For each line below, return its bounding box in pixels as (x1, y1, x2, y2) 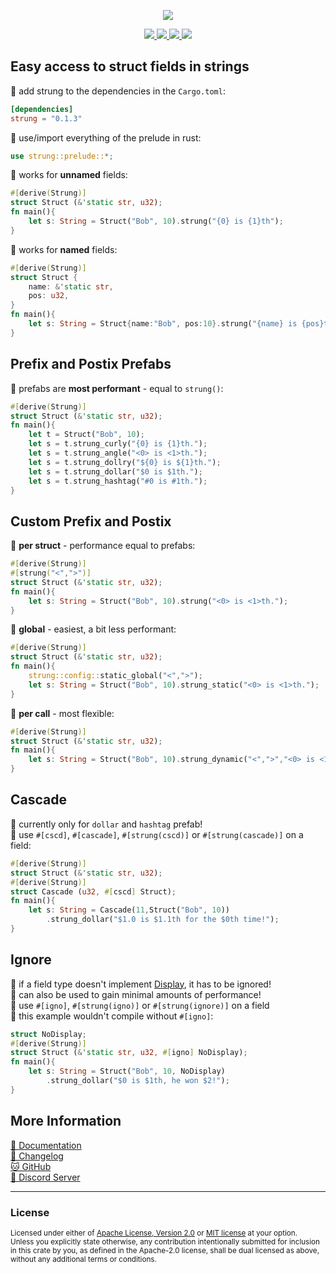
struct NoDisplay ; (10, 1029, 87, 1039)
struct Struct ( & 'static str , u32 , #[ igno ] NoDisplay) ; (10, 1048, 248, 1058)
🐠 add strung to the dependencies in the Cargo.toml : (10, 85, 226, 97)
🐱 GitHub (10, 1160, 52, 1172)
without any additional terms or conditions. (10, 1254, 157, 1264)
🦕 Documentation (10, 1139, 82, 1151)
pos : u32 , (28, 291, 70, 301)
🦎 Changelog (10, 1150, 64, 1162)
